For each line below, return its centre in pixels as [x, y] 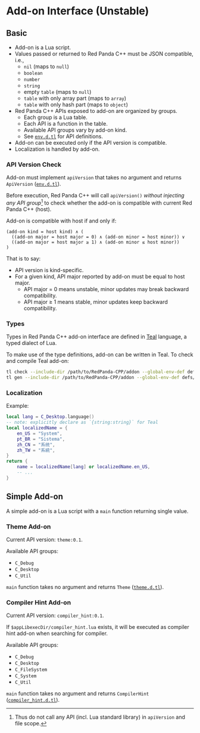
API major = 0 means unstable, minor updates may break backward [106, 289]
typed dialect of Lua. [32, 343]
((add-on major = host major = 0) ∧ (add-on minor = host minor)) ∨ [98, 237]
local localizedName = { [37, 428]
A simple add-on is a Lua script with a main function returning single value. [97, 511]
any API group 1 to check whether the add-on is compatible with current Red [99, 202]
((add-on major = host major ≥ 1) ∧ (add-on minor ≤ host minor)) [96, 242]
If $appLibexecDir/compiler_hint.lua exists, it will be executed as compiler [98, 627]
